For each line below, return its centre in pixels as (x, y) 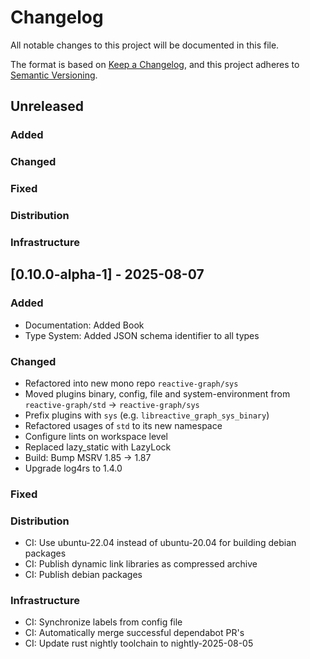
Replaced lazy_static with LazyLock (98, 447)
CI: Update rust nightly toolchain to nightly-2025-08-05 (139, 643)
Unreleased (47, 106)
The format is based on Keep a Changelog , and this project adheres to (155, 64)
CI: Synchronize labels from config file (103, 622)
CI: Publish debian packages (83, 575)
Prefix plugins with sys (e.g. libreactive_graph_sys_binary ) (147, 415)
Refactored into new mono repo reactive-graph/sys (131, 383)
